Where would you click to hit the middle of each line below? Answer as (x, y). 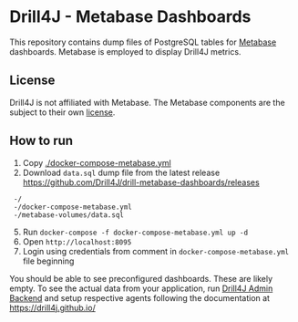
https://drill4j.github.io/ (52, 307)
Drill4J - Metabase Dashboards (130, 17)
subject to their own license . (62, 112)
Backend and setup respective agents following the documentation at (140, 297)
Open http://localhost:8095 (77, 241)
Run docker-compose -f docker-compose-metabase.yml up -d (135, 232)
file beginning (48, 261)
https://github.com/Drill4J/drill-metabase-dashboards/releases (141, 182)
